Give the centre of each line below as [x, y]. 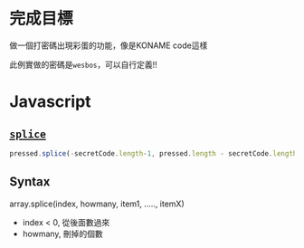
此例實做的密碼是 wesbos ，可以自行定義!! [84, 64]
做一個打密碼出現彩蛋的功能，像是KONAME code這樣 [109, 45]
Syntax [30, 182]
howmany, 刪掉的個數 [63, 234]
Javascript [51, 102]
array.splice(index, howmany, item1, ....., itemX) [97, 204]
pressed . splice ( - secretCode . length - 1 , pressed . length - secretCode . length [153, 153]
